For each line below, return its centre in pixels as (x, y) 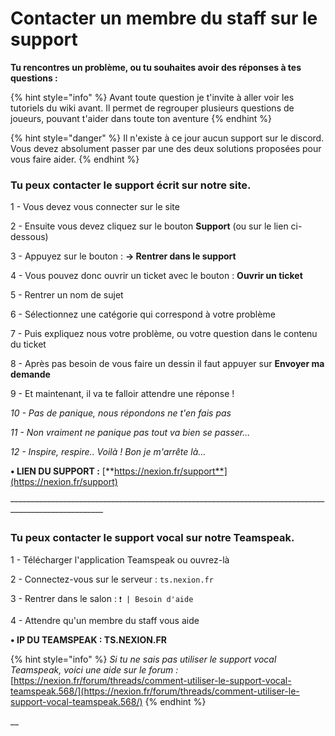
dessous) (29, 237)
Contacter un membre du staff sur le (164, 18)
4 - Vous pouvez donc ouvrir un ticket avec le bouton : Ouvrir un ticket (156, 276)
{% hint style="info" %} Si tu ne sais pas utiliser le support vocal (143, 659)
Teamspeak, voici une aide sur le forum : (94, 669)
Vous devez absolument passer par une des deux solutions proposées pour (166, 148)
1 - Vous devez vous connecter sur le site (95, 207)
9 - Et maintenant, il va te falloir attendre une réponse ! (122, 394)
